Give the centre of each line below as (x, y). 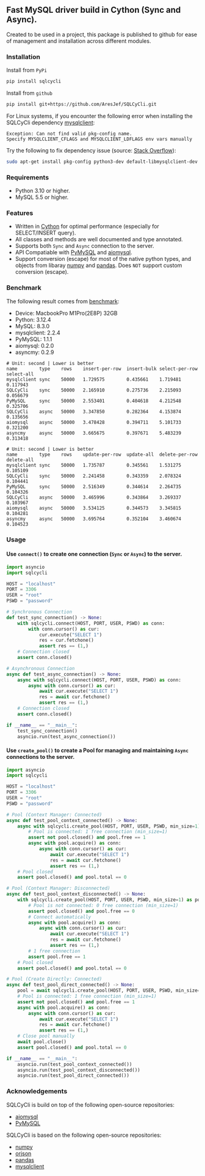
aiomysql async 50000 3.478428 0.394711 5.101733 (94, 422)
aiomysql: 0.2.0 (34, 345)
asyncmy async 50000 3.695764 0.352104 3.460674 (94, 519)
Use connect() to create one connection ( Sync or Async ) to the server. (94, 554)
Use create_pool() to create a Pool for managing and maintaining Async (98, 750)
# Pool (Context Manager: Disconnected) (59, 888)
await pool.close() (42, 1042)
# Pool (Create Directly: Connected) (54, 979)
